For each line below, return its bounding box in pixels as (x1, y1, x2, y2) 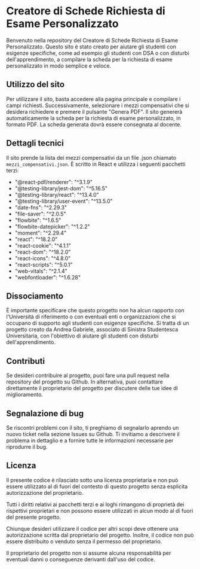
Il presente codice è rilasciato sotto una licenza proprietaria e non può (6, 476, 179, 483)
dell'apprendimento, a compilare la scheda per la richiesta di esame (6, 56, 173, 63)
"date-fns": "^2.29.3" (14, 203, 67, 211)
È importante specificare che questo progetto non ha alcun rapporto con (6, 307, 184, 314)
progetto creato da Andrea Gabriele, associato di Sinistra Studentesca (6, 326, 179, 333)
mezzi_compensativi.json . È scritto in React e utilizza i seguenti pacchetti (6, 160, 186, 168)
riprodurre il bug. (6, 443, 48, 450)
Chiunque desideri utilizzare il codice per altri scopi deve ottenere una (6, 525, 179, 532)
